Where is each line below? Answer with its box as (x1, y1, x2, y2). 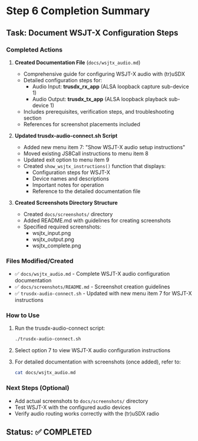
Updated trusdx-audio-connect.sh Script (14, 132, 118, 139)
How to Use (6, 311, 40, 320)
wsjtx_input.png (32, 229, 71, 236)
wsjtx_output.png (32, 236, 75, 243)
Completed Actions (6, 46, 63, 54)
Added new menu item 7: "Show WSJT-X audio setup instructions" (23, 143, 186, 150)
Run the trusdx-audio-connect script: (14, 324, 105, 332)
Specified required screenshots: (23, 223, 102, 230)
